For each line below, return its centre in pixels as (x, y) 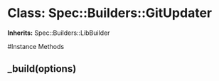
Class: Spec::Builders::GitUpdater (109, 13)
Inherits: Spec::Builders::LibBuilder (59, 33)
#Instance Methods (36, 46)
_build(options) (42, 69)
